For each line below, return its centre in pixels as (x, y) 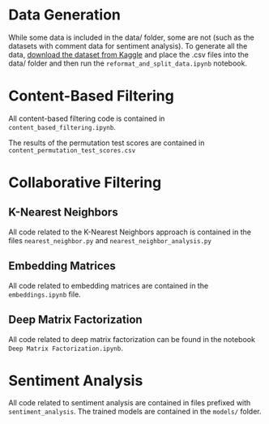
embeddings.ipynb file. (45, 294)
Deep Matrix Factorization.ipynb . (66, 348)
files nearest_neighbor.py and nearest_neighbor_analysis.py (110, 240)
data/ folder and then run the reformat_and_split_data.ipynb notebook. (128, 63)
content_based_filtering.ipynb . (62, 126)
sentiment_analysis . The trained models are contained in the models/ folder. (135, 412)
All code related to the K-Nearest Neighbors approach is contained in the (130, 232)
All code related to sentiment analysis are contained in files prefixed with (130, 403)
